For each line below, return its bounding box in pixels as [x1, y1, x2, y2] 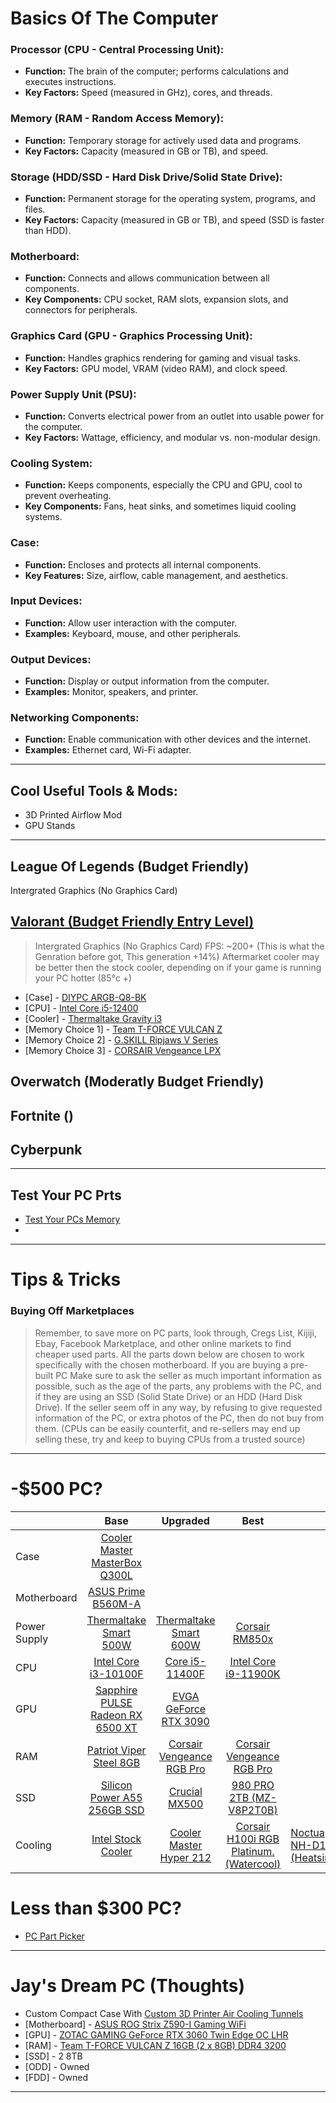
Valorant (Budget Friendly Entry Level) [10, 913, 255, 931]
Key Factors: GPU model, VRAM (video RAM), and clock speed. [24, 362, 288, 374]
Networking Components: [10, 711, 140, 725]
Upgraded [161, 1513, 210, 1527]
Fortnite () [10, 1107, 74, 1124]
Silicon [100, 1778, 133, 1792]
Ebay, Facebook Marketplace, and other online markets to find [34, 1337, 292, 1349]
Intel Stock [91, 1832, 142, 1846]
